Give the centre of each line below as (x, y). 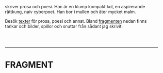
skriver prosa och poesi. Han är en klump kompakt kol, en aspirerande (75, 7)
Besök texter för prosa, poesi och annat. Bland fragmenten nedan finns (76, 21)
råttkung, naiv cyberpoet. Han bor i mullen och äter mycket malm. (71, 12)
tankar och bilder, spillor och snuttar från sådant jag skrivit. (64, 26)
